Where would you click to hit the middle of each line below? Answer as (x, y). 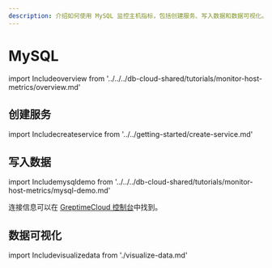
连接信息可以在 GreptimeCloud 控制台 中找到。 (85, 207)
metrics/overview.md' (45, 87)
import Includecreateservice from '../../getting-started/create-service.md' (131, 134)
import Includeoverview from (57, 79)
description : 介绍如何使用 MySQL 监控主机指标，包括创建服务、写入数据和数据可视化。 (138, 16)
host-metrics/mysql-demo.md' (59, 190)
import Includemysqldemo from (61, 182)
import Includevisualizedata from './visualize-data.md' (98, 255)
